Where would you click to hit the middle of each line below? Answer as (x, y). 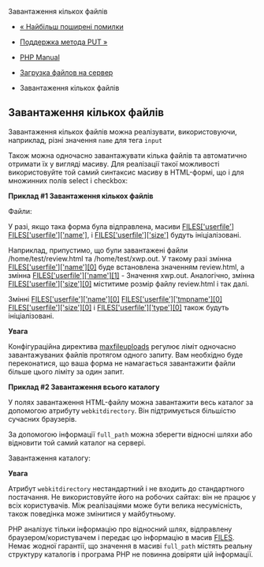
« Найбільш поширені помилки (71, 26)
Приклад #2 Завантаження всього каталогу (84, 387)
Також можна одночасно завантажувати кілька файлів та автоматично (128, 155)
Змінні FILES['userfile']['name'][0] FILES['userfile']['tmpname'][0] (115, 299)
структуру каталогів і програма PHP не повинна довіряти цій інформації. (131, 554)
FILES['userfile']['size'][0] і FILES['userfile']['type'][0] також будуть (119, 307)
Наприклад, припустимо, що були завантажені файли (98, 250)
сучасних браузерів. (43, 419)
